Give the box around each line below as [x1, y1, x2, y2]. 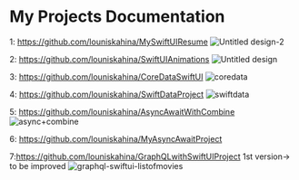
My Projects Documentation [9, 6, 225, 27]
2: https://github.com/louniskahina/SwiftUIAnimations [9, 53, 210, 64]
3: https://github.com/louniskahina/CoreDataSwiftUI [9, 71, 204, 82]
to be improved [9, 160, 66, 171]
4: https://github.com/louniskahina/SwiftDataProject [9, 89, 204, 99]
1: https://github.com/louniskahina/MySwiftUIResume [9, 36, 209, 47]
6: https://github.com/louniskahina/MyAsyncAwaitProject [9, 133, 223, 144]
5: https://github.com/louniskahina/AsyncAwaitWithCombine [9, 106, 235, 117]
